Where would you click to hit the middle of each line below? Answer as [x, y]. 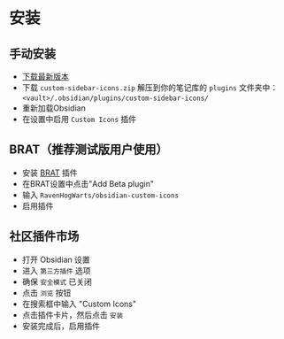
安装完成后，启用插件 [61, 326]
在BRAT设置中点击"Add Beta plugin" [88, 183]
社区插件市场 [44, 237]
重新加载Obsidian [54, 108]
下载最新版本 [45, 77]
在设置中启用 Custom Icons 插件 [79, 119]
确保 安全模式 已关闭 [57, 281]
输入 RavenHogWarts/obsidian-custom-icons [100, 195]
